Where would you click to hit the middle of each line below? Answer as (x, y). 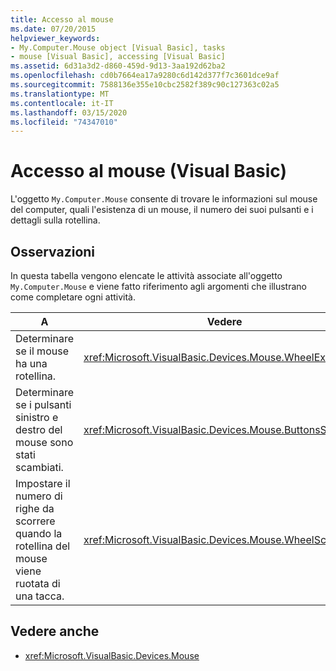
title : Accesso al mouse (62, 19)
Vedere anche (55, 631)
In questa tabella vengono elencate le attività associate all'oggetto (146, 275)
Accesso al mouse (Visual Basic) (149, 171)
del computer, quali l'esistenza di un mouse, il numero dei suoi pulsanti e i (162, 210)
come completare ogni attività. (73, 297)
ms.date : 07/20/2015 (53, 29)
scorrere (35, 521)
